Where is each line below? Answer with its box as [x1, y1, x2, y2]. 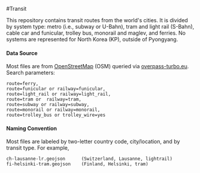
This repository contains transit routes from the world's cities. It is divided [6, 17, 189, 23]
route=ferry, [6, 81, 39, 87]
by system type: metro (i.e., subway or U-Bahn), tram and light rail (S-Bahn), [6, 23, 195, 30]
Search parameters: [6, 69, 55, 77]
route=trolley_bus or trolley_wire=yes [6, 112, 106, 119]
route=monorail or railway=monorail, [6, 107, 101, 113]
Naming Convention [6, 125, 57, 132]
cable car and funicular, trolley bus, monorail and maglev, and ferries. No [6, 29, 186, 37]
